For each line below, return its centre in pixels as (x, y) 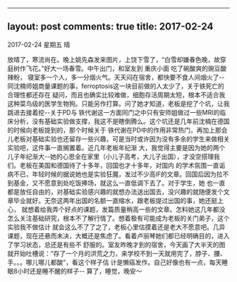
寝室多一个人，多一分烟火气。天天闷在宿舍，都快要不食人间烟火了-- (126, 77)
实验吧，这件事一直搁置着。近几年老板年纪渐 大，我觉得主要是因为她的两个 (116, 147)
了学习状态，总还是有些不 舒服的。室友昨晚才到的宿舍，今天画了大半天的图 (116, 245)
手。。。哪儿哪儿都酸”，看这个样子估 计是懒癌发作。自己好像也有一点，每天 (115, 262)
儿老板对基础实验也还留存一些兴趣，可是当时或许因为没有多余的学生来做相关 (119, 139)
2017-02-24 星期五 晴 (39, 44)
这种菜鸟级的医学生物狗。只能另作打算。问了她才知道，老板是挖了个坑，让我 (119, 104)
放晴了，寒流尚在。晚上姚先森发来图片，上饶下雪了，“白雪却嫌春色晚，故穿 (117, 59)
